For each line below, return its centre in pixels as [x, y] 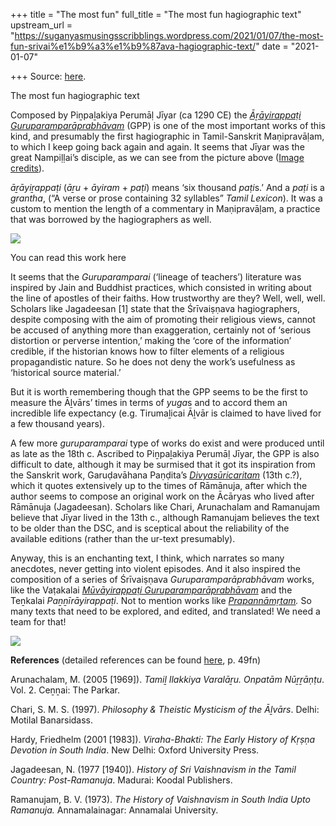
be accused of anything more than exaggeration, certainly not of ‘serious [161, 330]
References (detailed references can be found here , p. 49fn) [136, 660]
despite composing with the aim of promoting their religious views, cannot [163, 319]
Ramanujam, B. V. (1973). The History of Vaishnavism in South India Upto [160, 799]
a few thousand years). [57, 423]
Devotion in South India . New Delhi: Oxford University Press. [135, 750]
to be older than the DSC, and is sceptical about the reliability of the [150, 528]
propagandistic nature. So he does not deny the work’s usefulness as [153, 362]
